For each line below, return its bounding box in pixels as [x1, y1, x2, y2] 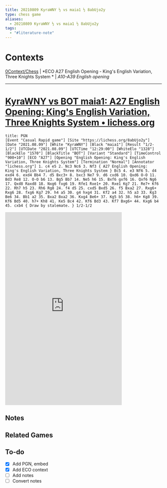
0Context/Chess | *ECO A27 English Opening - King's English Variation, [5, 68, 153, 74]
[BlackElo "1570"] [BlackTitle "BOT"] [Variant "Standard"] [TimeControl [5, 150, 162, 156]
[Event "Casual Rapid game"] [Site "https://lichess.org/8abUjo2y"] [5, 137, 150, 142]
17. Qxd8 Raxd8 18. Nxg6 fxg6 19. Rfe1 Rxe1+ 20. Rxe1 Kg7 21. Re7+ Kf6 [5, 181, 159, 186]
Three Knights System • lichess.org [5, 117, 155, 128]
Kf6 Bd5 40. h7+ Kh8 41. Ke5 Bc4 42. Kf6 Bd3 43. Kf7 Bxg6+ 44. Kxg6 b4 [5, 199, 159, 204]
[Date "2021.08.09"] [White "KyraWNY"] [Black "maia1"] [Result [5, 142, 141, 147]
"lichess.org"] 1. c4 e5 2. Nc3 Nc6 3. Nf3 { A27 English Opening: [5, 164, 148, 169]
